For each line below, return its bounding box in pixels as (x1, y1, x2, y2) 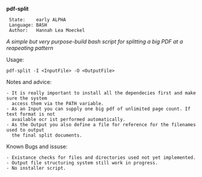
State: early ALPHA (8, 17, 67, 23)
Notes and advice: (6, 79, 52, 85)
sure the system (6, 95, 47, 101)
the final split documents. (11, 132, 83, 138)
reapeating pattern (6, 45, 53, 51)
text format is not (6, 111, 56, 117)
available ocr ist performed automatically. (11, 117, 126, 123)
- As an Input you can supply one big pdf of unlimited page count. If (6, 106, 191, 112)
